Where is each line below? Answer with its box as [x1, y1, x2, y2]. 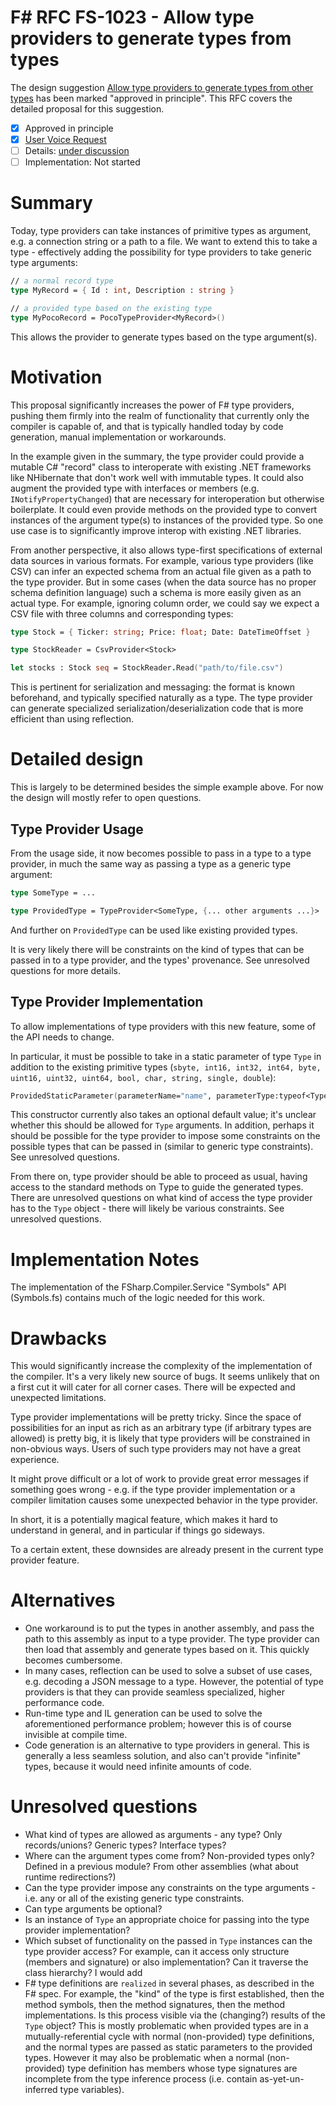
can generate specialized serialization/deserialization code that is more [10, 702, 304, 715]
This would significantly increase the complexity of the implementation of [10, 1360, 313, 1372]
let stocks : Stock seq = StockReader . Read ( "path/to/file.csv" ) [10, 663, 284, 673]
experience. [10, 1454, 60, 1466]
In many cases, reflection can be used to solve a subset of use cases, [24, 1665, 313, 1677]
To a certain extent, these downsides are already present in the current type [10, 1544, 324, 1556]
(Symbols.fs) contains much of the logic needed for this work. [10, 1292, 265, 1304]
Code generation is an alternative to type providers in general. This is [24, 1739, 310, 1751]
